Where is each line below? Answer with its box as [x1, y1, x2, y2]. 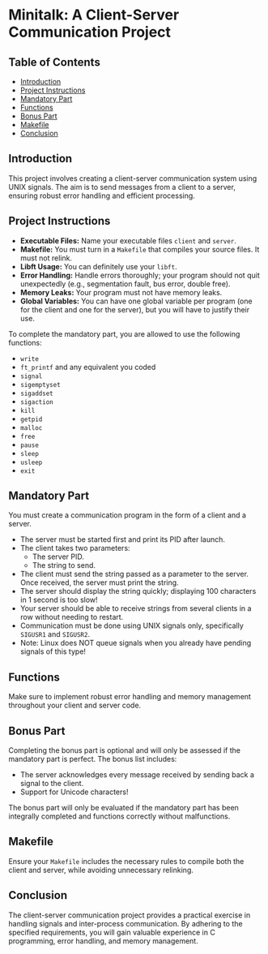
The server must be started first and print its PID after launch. [19, 535, 225, 544]
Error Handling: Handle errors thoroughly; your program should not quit [19, 270, 261, 280]
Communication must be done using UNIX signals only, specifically [19, 621, 245, 630]
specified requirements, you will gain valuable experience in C [8, 927, 216, 937]
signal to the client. [19, 779, 84, 789]
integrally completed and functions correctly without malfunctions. [8, 811, 231, 821]
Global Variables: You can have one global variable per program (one [19, 296, 253, 306]
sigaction [19, 397, 54, 406]
